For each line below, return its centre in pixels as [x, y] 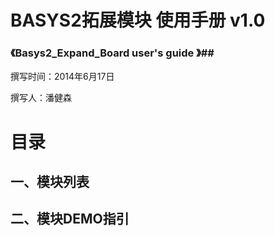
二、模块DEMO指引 [70, 219]
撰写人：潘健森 [41, 98]
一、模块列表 [50, 182]
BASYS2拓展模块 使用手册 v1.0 [138, 20]
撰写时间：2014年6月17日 [62, 77]
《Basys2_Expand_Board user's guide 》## [112, 53]
